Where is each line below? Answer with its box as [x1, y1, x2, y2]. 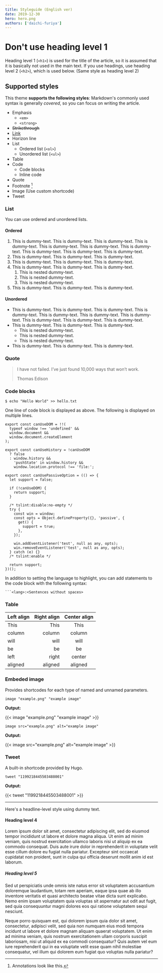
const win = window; [14, 511, 55, 516]
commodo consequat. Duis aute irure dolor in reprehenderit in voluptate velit [5, 844, 158, 849]
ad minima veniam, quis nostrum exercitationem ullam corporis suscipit [5, 934, 147, 939]
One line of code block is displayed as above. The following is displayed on [5, 407, 155, 413]
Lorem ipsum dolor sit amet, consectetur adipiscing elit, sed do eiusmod [5, 828, 149, 834]
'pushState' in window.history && [14, 460, 83, 465]
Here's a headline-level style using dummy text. [5, 806, 100, 812]
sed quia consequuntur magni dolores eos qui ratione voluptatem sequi [5, 903, 147, 909]
